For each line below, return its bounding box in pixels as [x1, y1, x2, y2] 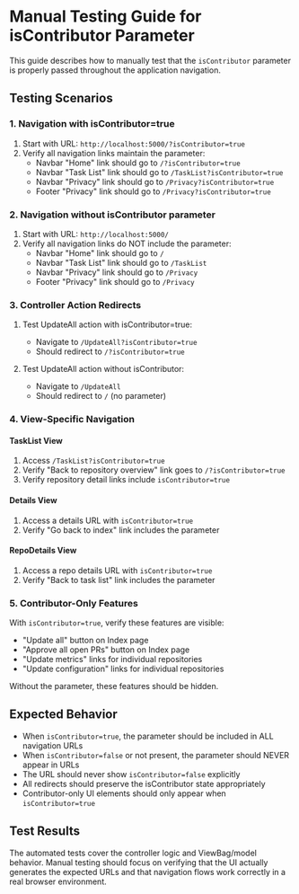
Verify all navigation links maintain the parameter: [22, 147, 206, 158]
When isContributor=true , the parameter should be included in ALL [22, 730, 274, 741]
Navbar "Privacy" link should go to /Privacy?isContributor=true [35, 176, 275, 187]
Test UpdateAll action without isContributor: [22, 364, 185, 375]
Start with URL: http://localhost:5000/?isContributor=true [22, 137, 245, 149]
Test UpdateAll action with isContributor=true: [22, 319, 193, 330]
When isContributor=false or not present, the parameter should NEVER [22, 749, 290, 760]
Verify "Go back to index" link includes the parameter [22, 524, 220, 536]
